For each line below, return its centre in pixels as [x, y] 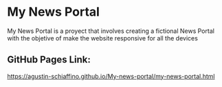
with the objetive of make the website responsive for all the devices [102, 38]
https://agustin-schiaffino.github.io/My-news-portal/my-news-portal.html [111, 76]
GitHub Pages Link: [49, 60]
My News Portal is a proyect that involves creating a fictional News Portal [111, 31]
